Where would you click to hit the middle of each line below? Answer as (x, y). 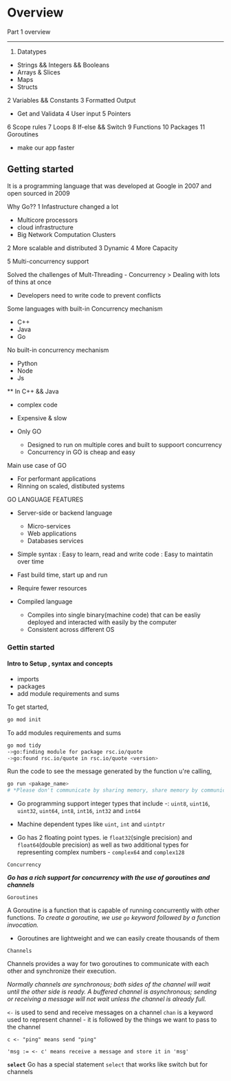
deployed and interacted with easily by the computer (102, 622)
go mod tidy (24, 745)
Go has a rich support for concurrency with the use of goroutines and (109, 878)
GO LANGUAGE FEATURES (45, 499)
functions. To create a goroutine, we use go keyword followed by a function (114, 918)
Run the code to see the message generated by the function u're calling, (110, 771)
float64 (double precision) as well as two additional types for (103, 845)
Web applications (52, 533)
